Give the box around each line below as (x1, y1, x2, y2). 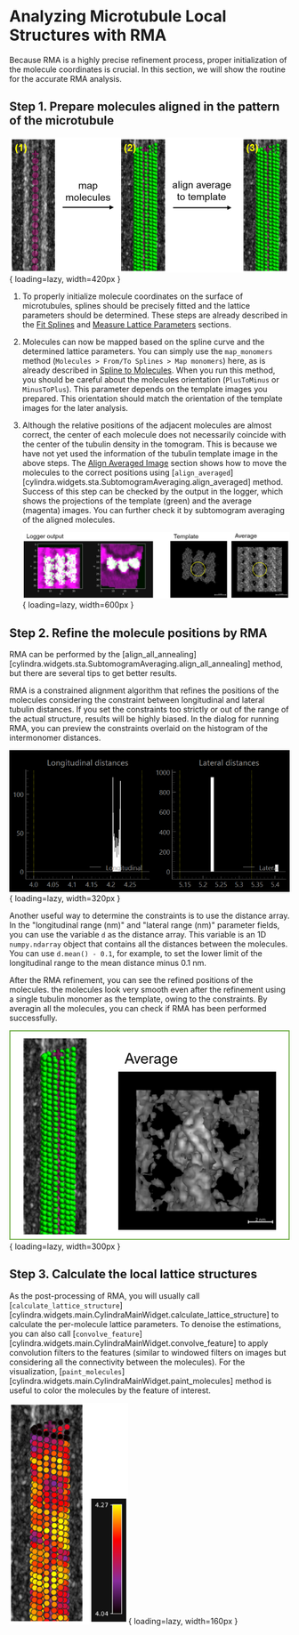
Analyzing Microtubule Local (9, 6, 227, 27)
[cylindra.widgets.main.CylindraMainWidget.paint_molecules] (9, 1375, 234, 1386)
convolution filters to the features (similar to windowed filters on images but (9, 1347, 287, 1357)
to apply (238, 1337, 269, 1349)
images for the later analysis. (21, 403, 129, 414)
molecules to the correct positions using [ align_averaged (21, 467, 231, 478)
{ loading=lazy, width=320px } (9, 892, 121, 904)
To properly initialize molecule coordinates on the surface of (21, 291, 243, 302)
